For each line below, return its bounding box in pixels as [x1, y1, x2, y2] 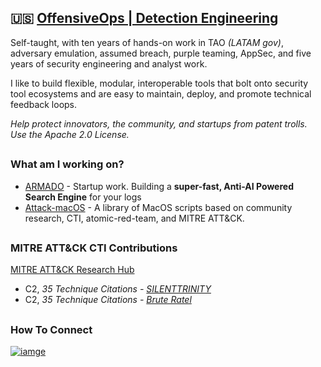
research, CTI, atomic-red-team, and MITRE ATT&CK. [24, 212, 245, 224]
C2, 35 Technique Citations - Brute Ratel [24, 294, 192, 306]
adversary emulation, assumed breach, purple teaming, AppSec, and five [10, 47, 312, 59]
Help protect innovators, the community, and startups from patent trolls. [10, 117, 308, 130]
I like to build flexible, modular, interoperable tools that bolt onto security [10, 77, 309, 89]
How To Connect [10, 322, 93, 336]
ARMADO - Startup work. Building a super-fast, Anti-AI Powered [24, 180, 294, 192]
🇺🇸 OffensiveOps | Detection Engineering [10, 10, 279, 27]
